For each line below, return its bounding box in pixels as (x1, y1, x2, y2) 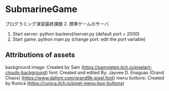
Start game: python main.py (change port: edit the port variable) (12, 36, 146, 42)
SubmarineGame (5, 4, 77, 15)
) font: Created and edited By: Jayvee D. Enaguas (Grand (46, 69, 164, 75)
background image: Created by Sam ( (5, 64, 83, 70)
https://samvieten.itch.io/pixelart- (83, 64, 152, 70)
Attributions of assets (5, 51, 75, 59)
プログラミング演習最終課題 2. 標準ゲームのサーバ (5, 21, 109, 27)
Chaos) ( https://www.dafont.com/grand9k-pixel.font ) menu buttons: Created (5, 74, 164, 81)
